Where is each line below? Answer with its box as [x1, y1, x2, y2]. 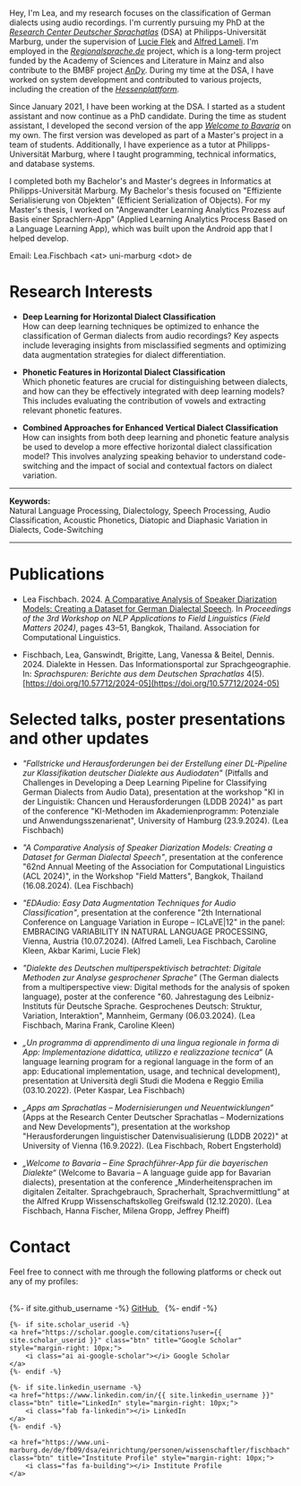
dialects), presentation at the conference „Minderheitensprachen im [21, 1177, 273, 1187]
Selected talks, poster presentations [9, 709, 286, 730]
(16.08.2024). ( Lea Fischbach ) [21, 880, 134, 891]
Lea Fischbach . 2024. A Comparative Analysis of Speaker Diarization [21, 594, 278, 604]
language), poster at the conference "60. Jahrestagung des [21, 991, 243, 1002]
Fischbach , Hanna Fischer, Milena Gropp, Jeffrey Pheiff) [21, 1205, 230, 1216]
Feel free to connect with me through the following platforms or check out [9, 1266, 282, 1277]
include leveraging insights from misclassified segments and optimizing [21, 340, 287, 351]
